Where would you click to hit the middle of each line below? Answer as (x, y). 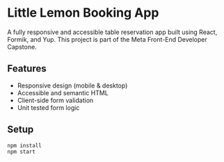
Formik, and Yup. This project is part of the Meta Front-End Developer (107, 39)
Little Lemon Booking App (83, 13)
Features (27, 68)
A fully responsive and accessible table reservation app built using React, (112, 32)
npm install (24, 145)
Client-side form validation (55, 100)
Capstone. (22, 47)
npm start (22, 152)
